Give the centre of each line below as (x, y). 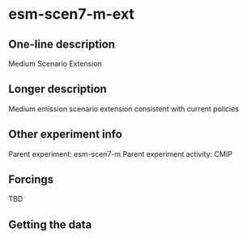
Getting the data (50, 224)
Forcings (31, 180)
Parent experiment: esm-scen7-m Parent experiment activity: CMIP (121, 154)
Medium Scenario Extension (55, 63)
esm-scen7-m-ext (72, 14)
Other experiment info (66, 135)
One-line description (62, 44)
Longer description (57, 89)
